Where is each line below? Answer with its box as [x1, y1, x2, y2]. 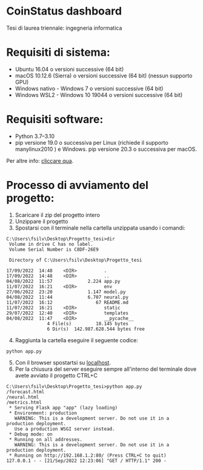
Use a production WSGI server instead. [14, 426, 115, 432]
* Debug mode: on [8, 431, 53, 437]
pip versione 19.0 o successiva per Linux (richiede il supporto [15, 139, 168, 146]
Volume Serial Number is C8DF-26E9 [8, 247, 99, 253]
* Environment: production [8, 410, 78, 416]
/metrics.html [6, 399, 42, 405]
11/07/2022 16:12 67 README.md [6, 299, 129, 305]
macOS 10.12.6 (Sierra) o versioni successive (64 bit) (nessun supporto [15, 71, 193, 79]
